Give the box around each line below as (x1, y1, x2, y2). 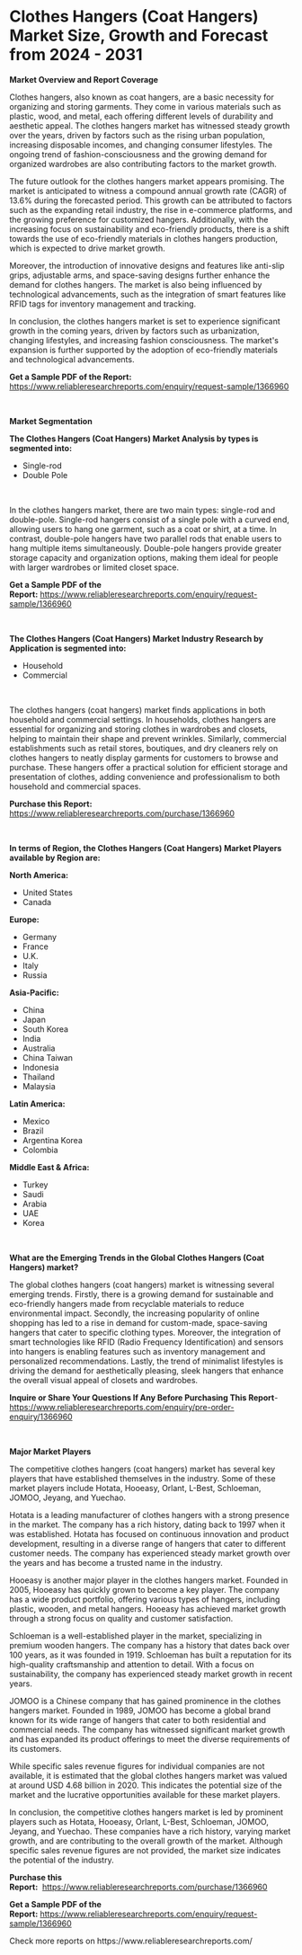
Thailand (22, 1071, 56, 1082)
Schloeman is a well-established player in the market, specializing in (9, 1630, 262, 1641)
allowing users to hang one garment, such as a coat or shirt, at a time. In (9, 523, 277, 534)
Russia (22, 969, 48, 981)
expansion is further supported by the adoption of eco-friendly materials (9, 344, 279, 355)
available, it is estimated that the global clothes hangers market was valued (9, 1770, 288, 1781)
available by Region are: (9, 852, 101, 863)
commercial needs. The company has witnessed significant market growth (9, 1724, 286, 1735)
